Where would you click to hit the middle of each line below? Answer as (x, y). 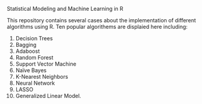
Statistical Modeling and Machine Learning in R (65, 9)
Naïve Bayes (31, 70)
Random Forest (34, 57)
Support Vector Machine (46, 64)
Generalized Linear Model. (48, 96)
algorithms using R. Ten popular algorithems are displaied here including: (97, 27)
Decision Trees (34, 38)
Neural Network (35, 83)
